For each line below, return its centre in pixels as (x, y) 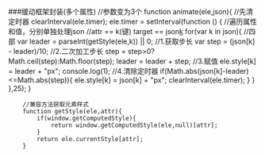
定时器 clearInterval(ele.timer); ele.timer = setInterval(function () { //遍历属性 (133, 21)
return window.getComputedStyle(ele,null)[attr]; (134, 125)
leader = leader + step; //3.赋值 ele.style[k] (186, 61)
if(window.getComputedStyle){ (86, 118)
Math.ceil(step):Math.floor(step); (61, 61)
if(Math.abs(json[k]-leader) (204, 71)
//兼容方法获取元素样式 (56, 105)
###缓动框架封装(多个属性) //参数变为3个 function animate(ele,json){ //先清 (131, 11)
